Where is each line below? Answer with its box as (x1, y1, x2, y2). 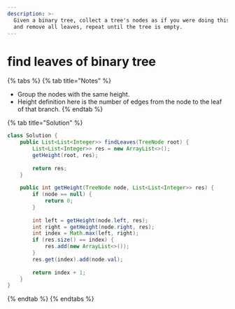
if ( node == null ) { (32, 191, 92, 198)
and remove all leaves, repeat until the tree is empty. (13, 23, 183, 30)
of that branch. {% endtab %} (17, 105, 104, 114)
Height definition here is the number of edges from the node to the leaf (17, 97, 222, 106)
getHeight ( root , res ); (32, 151, 99, 158)
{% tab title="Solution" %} (7, 118, 83, 127)
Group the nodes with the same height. (17, 90, 130, 99)
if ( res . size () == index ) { (32, 236, 114, 244)
